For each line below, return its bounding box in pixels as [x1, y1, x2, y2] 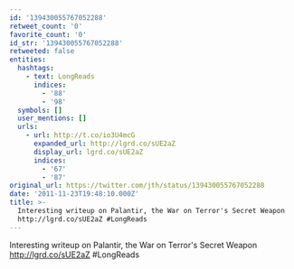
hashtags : [17, 64, 54, 73]
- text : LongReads [25, 72, 95, 81]
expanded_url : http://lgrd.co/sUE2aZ [33, 139, 176, 148]
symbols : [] [17, 106, 63, 115]
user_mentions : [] [17, 114, 88, 123]
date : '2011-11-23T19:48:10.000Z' [9, 190, 140, 199]
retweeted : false [9, 47, 75, 56]
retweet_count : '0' [9, 22, 83, 31]
